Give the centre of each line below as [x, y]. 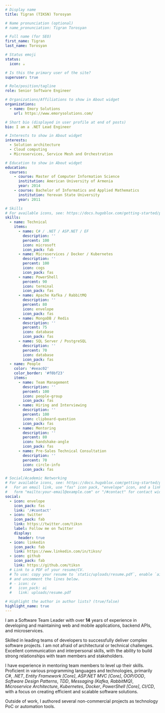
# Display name [21, 10]
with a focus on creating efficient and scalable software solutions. [72, 691]
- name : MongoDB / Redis [43, 318]
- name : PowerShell [38, 277]
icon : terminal [38, 286]
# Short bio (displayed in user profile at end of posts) [66, 122]
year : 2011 [29, 199]
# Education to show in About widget [44, 163]
